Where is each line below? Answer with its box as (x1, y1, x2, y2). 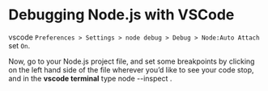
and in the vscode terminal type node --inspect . (8, 73, 172, 83)
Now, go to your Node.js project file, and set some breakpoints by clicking (8, 56, 255, 66)
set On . (8, 40, 31, 50)
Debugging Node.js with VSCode (8, 6, 235, 24)
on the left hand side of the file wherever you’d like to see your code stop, (8, 64, 254, 74)
